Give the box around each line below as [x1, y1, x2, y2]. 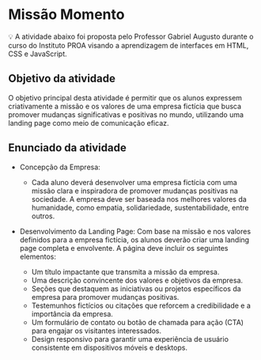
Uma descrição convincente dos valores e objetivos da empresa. [31, 275, 244, 285]
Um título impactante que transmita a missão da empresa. [31, 267, 220, 276]
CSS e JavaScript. [8, 49, 67, 59]
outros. [31, 211, 55, 221]
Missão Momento [8, 6, 125, 24]
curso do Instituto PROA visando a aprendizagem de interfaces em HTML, [8, 40, 249, 50]
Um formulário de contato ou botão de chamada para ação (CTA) [31, 317, 244, 327]
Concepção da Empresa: [19, 162, 100, 172]
